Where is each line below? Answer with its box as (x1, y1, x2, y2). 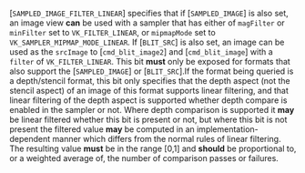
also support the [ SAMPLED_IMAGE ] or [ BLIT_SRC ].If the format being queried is (9, 66, 294, 76)
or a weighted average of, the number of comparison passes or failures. (9, 153, 280, 163)
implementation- (196, 124, 259, 135)
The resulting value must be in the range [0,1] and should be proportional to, (9, 143, 297, 154)
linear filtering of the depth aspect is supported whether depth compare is (9, 95, 288, 106)
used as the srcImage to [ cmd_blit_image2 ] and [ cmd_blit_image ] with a (9, 46, 273, 57)
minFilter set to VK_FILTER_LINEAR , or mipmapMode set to (9, 27, 216, 37)
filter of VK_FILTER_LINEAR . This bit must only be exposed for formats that (9, 56, 291, 66)
